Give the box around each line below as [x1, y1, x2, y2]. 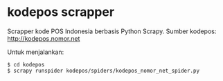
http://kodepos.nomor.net [7, 34, 80, 42]
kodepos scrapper [7, 4, 115, 20]
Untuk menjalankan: [7, 48, 64, 56]
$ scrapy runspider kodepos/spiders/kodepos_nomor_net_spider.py [7, 67, 199, 74]
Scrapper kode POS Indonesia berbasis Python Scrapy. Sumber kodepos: [7, 27, 217, 35]
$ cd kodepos [7, 61, 45, 68]
